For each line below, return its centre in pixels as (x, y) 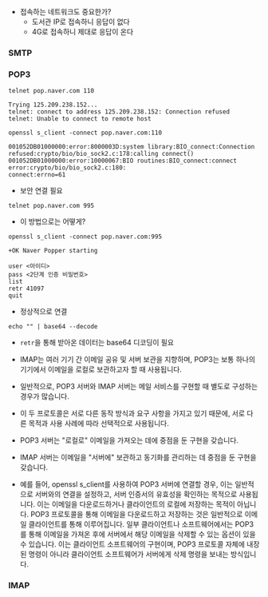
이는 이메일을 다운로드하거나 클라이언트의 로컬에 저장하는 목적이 (136, 504)
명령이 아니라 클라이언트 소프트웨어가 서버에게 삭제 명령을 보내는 (128, 555)
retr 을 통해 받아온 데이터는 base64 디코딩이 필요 (97, 343)
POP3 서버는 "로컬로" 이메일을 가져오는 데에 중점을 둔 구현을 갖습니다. (129, 440)
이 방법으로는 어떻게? (53, 221)
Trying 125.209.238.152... (53, 105)
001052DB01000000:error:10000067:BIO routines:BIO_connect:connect (123, 161)
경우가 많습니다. (44, 396)
